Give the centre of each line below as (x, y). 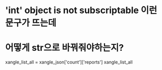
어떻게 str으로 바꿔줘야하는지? (65, 48)
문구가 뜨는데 (31, 23)
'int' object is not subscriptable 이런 (81, 10)
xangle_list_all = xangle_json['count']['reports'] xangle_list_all (69, 62)
